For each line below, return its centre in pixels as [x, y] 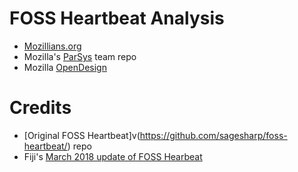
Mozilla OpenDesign [65, 67]
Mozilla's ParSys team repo [80, 56]
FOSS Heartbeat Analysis [117, 18]
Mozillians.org [52, 46]
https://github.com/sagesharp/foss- [213, 135]
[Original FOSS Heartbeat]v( [82, 135]
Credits [40, 108]
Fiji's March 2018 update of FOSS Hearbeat [113, 156]
